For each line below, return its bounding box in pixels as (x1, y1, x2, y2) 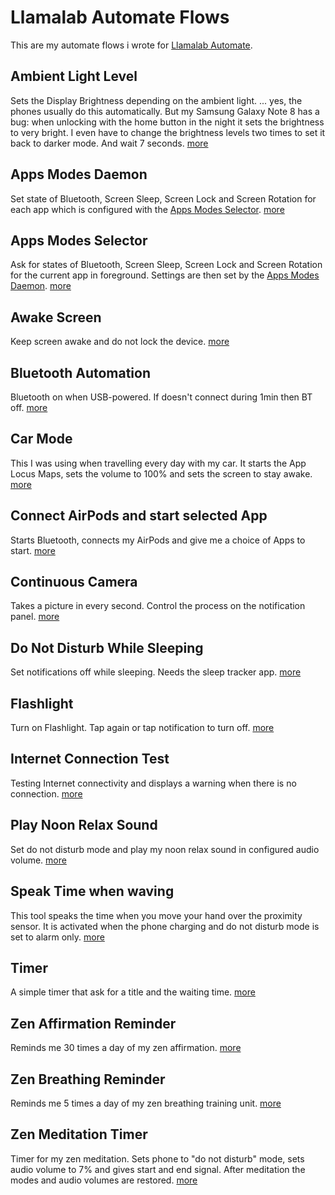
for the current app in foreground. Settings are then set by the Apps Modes (10, 269, 320, 281)
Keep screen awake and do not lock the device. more (10, 336, 230, 348)
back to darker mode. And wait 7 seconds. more (10, 137, 209, 149)
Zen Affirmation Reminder (10, 1015, 177, 1032)
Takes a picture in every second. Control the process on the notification (10, 600, 306, 612)
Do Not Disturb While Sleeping (10, 639, 204, 656)
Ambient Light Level (10, 68, 138, 85)
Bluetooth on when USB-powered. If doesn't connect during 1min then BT (10, 391, 313, 403)
